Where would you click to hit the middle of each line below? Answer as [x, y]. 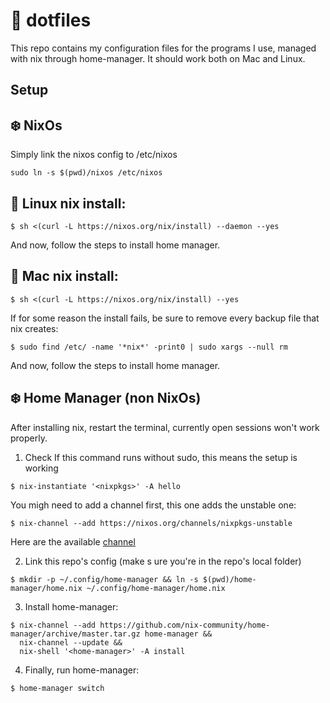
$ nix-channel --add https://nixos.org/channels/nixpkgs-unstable [151, 523]
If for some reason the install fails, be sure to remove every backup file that [165, 318]
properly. [29, 438]
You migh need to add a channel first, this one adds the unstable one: [153, 505]
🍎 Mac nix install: [64, 276]
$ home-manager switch [57, 688]
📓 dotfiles [51, 20]
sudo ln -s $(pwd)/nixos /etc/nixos [86, 173]
